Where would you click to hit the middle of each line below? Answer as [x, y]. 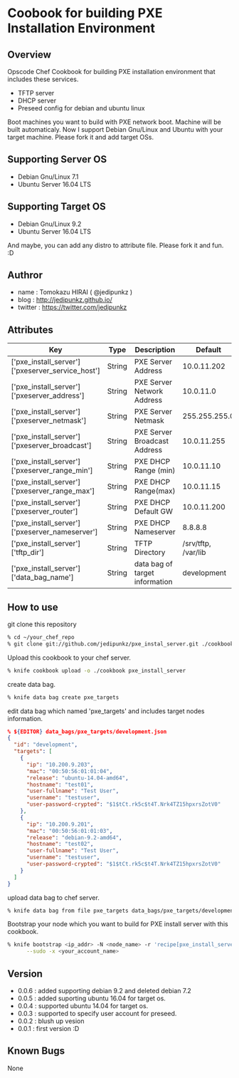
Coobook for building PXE [85, 13]
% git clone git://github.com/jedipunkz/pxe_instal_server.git [103, 644]
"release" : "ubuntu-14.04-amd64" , [78, 778]
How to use [33, 607]
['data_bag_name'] [42, 577]
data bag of [153, 564]
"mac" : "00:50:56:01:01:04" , [69, 771]
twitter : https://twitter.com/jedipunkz [72, 307]
